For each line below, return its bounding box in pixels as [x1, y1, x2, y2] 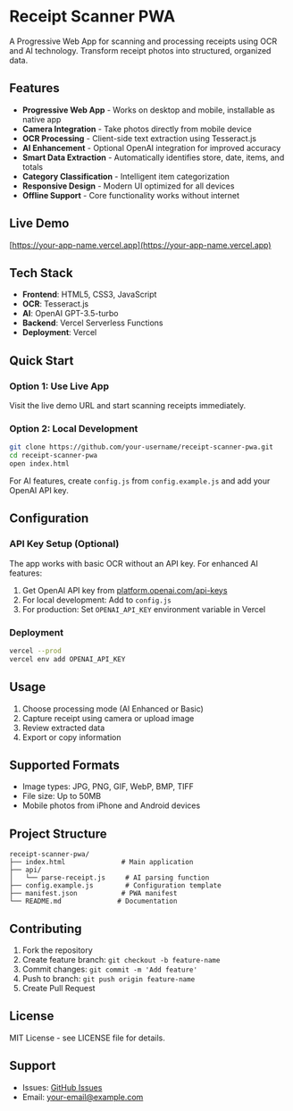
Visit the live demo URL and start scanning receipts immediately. [9, 400, 247, 411]
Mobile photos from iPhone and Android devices [21, 800, 201, 811]
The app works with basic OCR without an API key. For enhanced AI [9, 558, 259, 568]
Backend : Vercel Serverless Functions [21, 317, 163, 328]
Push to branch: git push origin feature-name [21, 972, 196, 984]
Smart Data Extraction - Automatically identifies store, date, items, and [21, 152, 285, 163]
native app [21, 114, 62, 124]
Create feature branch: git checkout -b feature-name [21, 954, 221, 964]
